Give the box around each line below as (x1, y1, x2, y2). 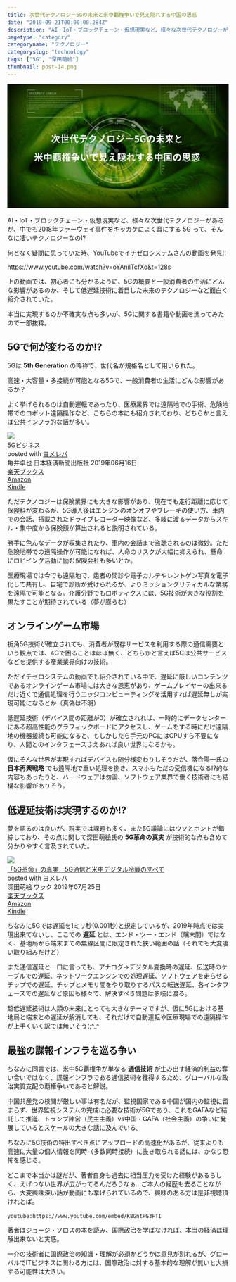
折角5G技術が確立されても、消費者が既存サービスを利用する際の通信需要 (7, 640, 218, 648)
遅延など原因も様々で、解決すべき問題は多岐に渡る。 (37, 989, 191, 998)
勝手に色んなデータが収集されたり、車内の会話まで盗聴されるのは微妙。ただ (7, 539, 229, 547)
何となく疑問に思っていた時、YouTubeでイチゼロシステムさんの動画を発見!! (7, 249, 226, 257)
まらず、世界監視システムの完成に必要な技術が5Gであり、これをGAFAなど (7, 1106, 221, 1114)
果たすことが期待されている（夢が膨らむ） (7, 597, 131, 605)
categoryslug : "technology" (7, 49, 90, 56)
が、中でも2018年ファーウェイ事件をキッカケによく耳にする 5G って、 (7, 225, 211, 233)
